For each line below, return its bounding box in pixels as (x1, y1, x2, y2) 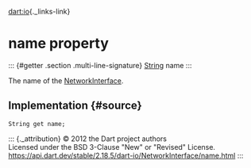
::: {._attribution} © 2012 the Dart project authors (8, 134, 167, 143)
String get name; (8, 120, 66, 128)
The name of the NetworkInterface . (8, 75, 124, 86)
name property (8, 35, 110, 52)
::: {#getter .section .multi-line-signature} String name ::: (8, 60, 192, 70)
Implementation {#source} (8, 99, 143, 113)
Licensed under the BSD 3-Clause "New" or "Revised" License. (8, 142, 216, 151)
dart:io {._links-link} (8, 7, 71, 16)
